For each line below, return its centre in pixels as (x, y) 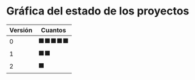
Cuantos (53, 30)
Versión (21, 30)
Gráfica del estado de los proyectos (98, 11)
